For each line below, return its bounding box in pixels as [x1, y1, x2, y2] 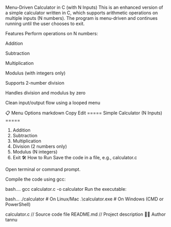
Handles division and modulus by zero [5, 90, 86, 96]
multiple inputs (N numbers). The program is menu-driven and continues [5, 15, 158, 21]
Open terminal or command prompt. [5, 166, 81, 172]
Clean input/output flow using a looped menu [5, 99, 101, 106]
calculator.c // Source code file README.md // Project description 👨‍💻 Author [5, 211, 166, 217]
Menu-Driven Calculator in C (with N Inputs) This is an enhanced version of [5, 5, 163, 10]
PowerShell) [5, 201, 31, 207]
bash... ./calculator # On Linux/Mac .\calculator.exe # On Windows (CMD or [5, 196, 164, 202]
